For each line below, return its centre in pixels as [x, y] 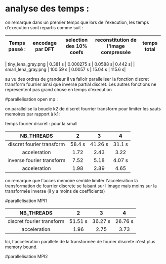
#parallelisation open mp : [32, 99]
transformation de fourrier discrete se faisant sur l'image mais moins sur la [81, 186]
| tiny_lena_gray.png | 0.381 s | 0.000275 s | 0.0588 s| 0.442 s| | [70, 64]
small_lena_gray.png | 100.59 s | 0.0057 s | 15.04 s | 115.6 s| [65, 69]
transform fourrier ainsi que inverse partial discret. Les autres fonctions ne [81, 84]
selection [77, 40]
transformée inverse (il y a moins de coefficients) [55, 191]
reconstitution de [116, 40]
